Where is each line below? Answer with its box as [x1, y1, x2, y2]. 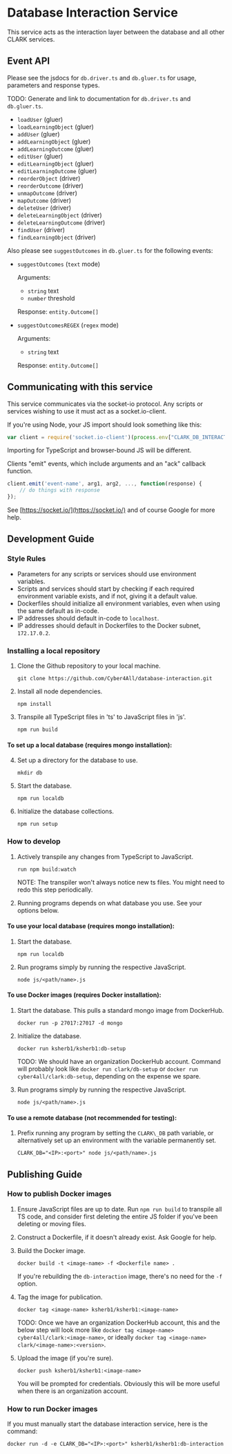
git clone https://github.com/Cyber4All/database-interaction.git [17, 675, 213, 682]
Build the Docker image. [17, 1246, 86, 1254]
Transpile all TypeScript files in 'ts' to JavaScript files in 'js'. [17, 713, 186, 721]
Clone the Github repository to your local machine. [17, 662, 161, 670]
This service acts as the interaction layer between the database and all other [7, 28, 225, 36]
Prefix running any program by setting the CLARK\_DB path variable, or [17, 1129, 214, 1137]
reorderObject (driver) [17, 174, 81, 182]
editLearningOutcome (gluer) [17, 166, 97, 175]
